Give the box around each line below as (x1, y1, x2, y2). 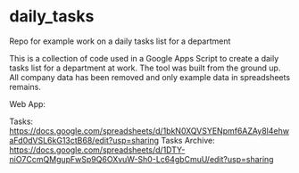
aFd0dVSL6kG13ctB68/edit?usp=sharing (9, 135, 159, 145)
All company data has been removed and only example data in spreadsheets (9, 71, 291, 82)
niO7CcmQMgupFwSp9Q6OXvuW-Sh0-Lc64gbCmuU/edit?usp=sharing (9, 153, 274, 164)
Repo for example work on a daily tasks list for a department (9, 36, 231, 46)
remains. (9, 81, 42, 92)
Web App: (9, 98, 46, 109)
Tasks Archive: (160, 135, 216, 145)
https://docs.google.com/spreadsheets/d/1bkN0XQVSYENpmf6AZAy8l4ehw (9, 125, 290, 136)
